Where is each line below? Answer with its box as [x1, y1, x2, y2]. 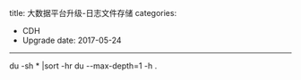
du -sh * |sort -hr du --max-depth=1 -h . [9, 60, 158, 71]
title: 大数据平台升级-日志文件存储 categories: [9, 8, 177, 18]
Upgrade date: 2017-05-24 [21, 35, 123, 45]
